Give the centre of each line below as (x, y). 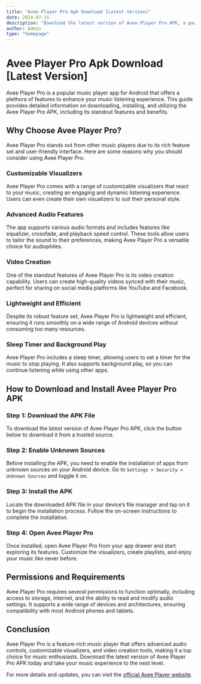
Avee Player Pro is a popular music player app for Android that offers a (93, 93)
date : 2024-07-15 (28, 17)
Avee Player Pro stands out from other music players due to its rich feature (98, 145)
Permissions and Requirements (66, 577)
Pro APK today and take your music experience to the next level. (85, 663)
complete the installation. (37, 517)
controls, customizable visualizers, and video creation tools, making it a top (99, 650)
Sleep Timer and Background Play (56, 344)
